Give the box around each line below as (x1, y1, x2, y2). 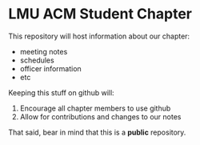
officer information (19, 63, 82, 73)
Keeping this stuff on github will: (8, 87, 114, 97)
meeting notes (19, 46, 68, 56)
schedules (19, 55, 54, 65)
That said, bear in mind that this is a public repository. (8, 127, 186, 137)
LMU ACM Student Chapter (8, 5, 192, 23)
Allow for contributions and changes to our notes (19, 111, 182, 121)
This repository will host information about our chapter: (8, 31, 190, 41)
